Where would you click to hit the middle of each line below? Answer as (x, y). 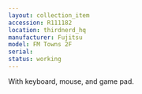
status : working (35, 60)
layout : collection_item (49, 15)
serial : (21, 52)
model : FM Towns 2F (40, 45)
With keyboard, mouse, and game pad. (71, 81)
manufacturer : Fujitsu (45, 37)
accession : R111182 (40, 23)
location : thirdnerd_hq (47, 30)
